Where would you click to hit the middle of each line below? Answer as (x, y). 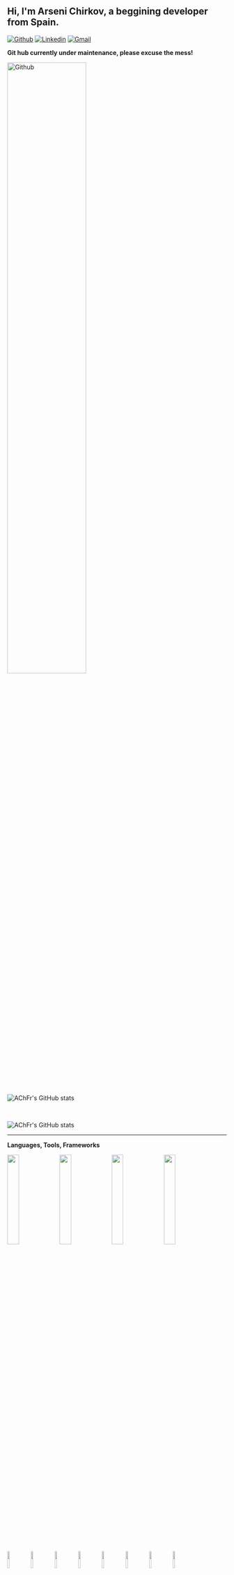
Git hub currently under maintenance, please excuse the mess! (100, 52)
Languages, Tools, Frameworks (54, 1145)
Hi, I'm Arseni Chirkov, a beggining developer (108, 11)
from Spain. (33, 23)
